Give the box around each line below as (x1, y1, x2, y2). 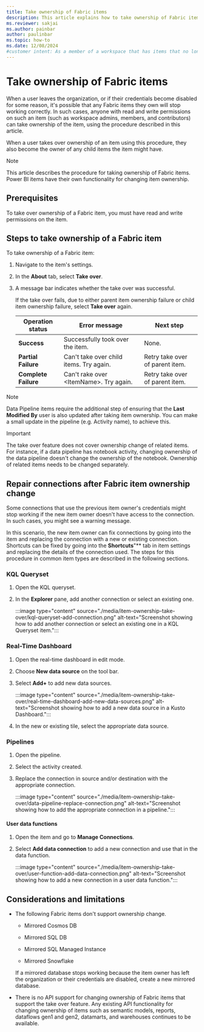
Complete (18, 370, 47, 379)
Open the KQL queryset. (15, 584, 76, 591)
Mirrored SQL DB (24, 934, 67, 941)
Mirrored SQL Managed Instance (24, 946, 106, 953)
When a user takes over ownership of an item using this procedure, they (6, 139, 187, 146)
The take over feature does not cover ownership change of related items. (6, 442, 189, 449)
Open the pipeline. (15, 752, 62, 759)
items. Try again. (63, 360, 111, 369)
